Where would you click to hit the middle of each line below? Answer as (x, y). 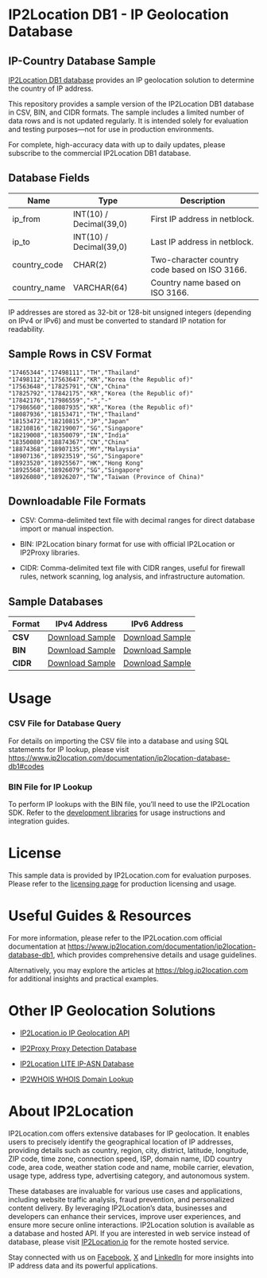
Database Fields (49, 178)
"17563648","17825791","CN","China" (69, 386)
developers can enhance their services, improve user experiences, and (124, 1216)
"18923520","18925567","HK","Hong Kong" (76, 463)
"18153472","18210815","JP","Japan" (69, 421)
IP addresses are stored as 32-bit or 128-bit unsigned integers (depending (130, 312)
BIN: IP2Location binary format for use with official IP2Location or (127, 544)
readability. (27, 329)
